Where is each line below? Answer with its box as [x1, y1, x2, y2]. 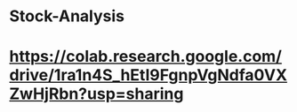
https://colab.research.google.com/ [9, 47, 283, 67]
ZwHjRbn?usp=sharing [9, 84, 184, 104]
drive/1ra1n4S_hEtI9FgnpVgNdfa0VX [9, 65, 287, 86]
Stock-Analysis [9, 6, 125, 26]
